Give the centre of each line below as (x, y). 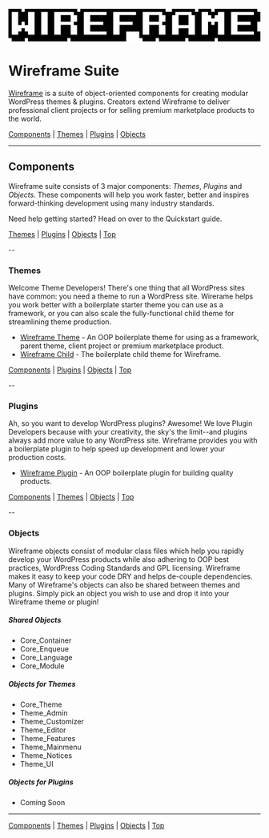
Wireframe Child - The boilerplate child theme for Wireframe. (120, 355)
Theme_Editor (43, 730)
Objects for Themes (42, 684)
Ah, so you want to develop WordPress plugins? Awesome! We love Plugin (130, 423)
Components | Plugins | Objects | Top (70, 370)
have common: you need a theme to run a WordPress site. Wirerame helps (131, 296)
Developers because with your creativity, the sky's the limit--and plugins (128, 432)
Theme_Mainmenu (50, 747)
